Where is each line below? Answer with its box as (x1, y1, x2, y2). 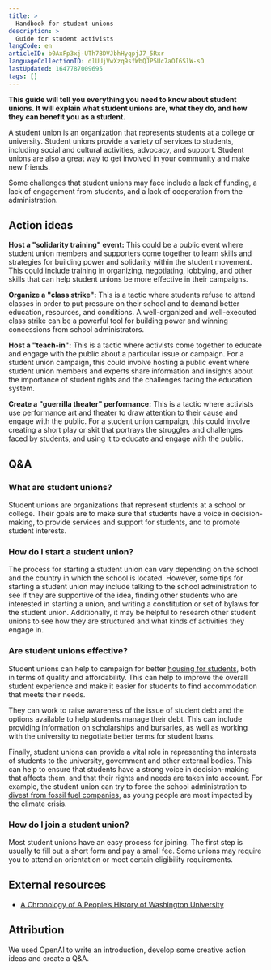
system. (8, 383, 35, 394)
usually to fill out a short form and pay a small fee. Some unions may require (8, 846, 262, 856)
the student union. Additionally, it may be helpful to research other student (8, 608, 256, 618)
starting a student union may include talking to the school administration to (8, 582, 257, 592)
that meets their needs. (8, 689, 86, 699)
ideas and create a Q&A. (8, 953, 90, 963)
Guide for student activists (15, 34, 114, 43)
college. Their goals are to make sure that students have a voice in (8, 509, 230, 519)
